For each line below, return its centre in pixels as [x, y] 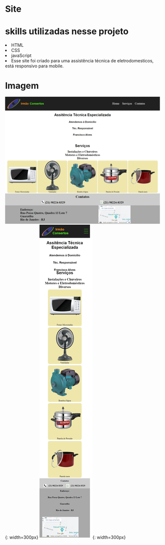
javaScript [22, 55]
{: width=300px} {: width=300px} [66, 537]
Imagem [22, 86]
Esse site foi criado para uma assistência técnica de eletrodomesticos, [82, 61]
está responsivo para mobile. [34, 66]
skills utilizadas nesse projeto [67, 32]
